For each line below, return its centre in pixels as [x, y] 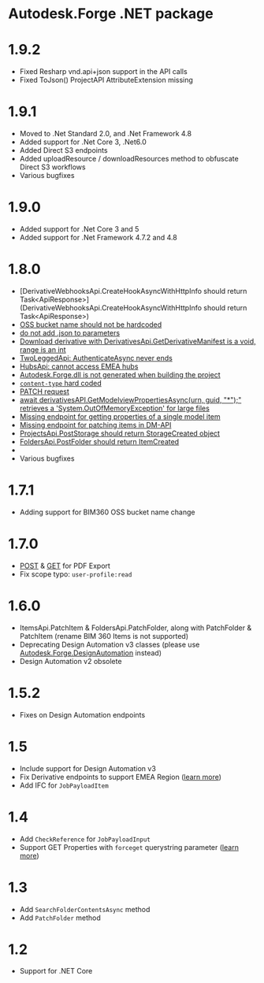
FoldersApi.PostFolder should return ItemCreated [99, 441]
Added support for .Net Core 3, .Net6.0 [83, 142]
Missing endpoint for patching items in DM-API [95, 425]
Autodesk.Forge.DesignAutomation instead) [91, 653]
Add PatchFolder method [60, 918]
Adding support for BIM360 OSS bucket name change [107, 512]
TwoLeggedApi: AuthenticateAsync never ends [96, 358]
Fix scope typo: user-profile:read [76, 574]
